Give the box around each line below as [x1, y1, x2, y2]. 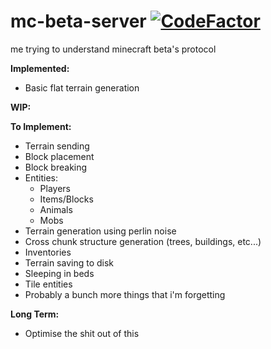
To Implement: [10, 120, 72, 132]
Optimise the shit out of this [24, 327, 140, 339]
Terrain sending [24, 140, 90, 152]
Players [39, 182, 71, 194]
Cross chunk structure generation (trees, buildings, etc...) [24, 235, 262, 247]
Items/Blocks [39, 193, 94, 205]
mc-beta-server [10, 10, 147, 33]
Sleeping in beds [24, 267, 95, 279]
